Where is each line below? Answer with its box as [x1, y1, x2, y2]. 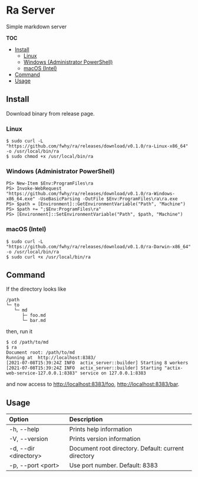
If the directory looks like [6, 285, 67, 292]
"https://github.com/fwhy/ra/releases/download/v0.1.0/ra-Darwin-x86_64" [6, 244, 192, 249]
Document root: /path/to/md [6, 350, 75, 356]
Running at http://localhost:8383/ [6, 355, 96, 361]
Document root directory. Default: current [69, 445, 184, 453]
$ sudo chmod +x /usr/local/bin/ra [6, 154, 94, 160]
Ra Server [6, 4, 55, 17]
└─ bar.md [21, 318, 46, 324]
